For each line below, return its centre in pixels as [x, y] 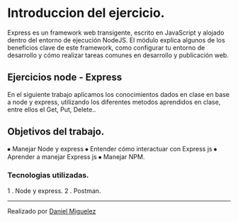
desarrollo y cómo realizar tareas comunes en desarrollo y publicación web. [118, 55]
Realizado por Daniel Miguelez [52, 211]
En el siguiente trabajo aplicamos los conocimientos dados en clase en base [119, 94]
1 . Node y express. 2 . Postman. [54, 191]
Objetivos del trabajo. [56, 132]
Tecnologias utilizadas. [48, 175]
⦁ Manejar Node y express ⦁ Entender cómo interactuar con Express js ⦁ [112, 148]
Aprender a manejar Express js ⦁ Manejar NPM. [76, 156]
